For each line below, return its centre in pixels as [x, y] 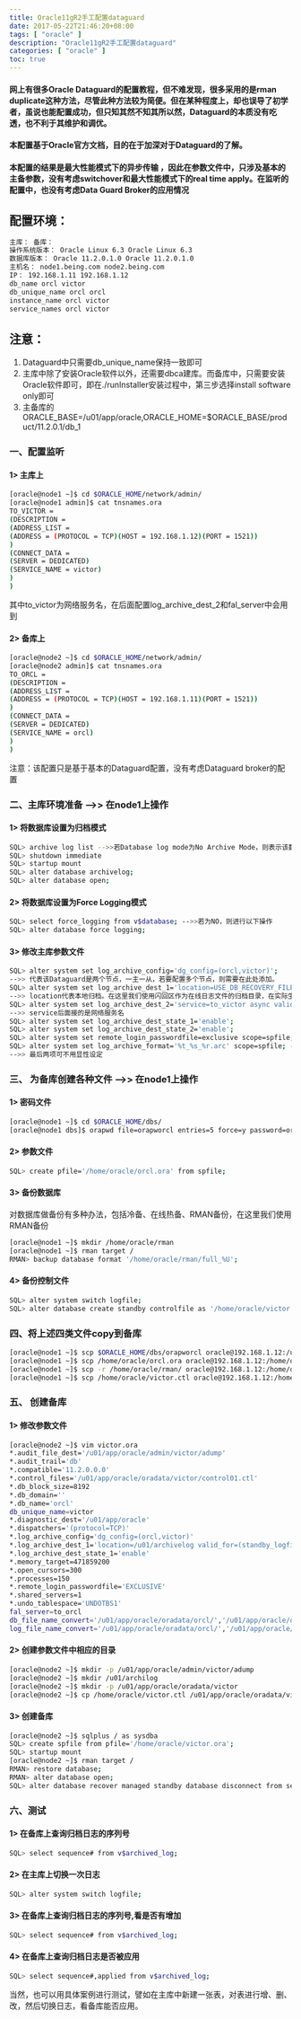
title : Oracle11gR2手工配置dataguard [77, 18]
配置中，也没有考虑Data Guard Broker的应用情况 [99, 190]
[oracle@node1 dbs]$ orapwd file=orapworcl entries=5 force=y [128, 1130]
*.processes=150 [39, 1578]
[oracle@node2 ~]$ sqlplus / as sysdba [84, 1736]
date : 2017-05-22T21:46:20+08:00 [72, 26]
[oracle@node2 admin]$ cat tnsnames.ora [86, 666]
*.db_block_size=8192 [50, 1486]
